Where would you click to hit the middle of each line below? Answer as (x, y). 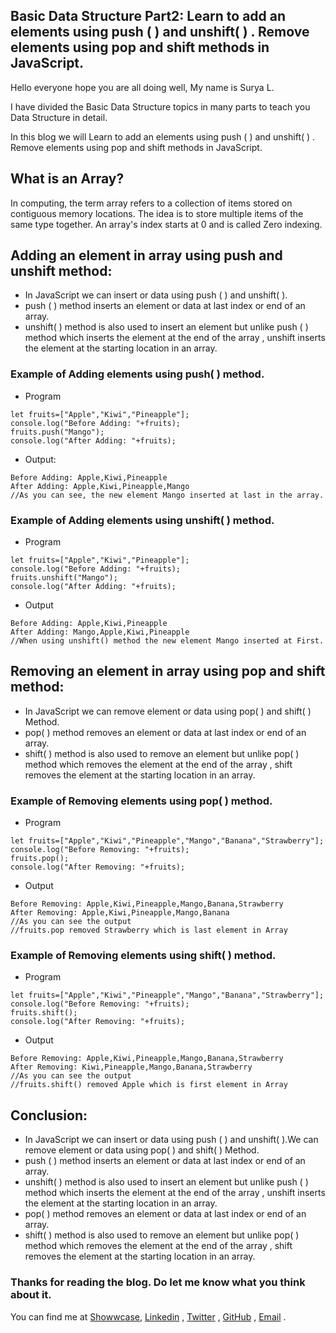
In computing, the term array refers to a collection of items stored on (151, 203)
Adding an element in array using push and (146, 255)
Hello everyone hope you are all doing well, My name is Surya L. (142, 87)
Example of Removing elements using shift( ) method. (143, 956)
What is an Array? (67, 179)
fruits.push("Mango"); (57, 432)
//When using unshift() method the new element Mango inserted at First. (167, 641)
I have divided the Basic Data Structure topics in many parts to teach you (160, 106)
